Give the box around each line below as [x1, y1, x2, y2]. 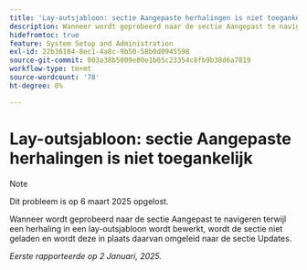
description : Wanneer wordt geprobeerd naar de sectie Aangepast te [9, 22, 276, 31]
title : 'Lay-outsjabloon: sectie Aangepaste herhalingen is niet [9, 13, 263, 23]
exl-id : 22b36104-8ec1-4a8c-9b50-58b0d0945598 [9, 47, 190, 57]
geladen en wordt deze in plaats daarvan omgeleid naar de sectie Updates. [9, 233, 292, 244]
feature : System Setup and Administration [9, 38, 174, 48]
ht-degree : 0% [9, 81, 64, 90]
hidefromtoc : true [9, 30, 79, 39]
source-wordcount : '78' [9, 73, 101, 82]
